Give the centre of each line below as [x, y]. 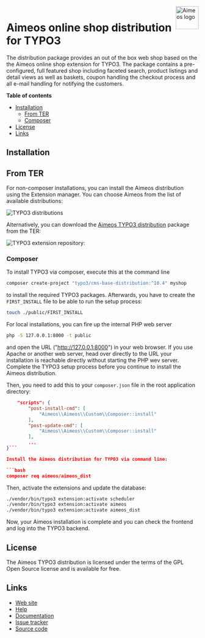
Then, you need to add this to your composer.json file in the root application [101, 385]
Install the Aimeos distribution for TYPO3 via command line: [87, 459]
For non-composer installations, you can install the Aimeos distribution [95, 188]
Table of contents [29, 95]
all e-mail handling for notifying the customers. [65, 83]
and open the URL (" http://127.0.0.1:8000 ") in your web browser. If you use [100, 347]
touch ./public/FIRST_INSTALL [45, 313]
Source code [31, 628]
